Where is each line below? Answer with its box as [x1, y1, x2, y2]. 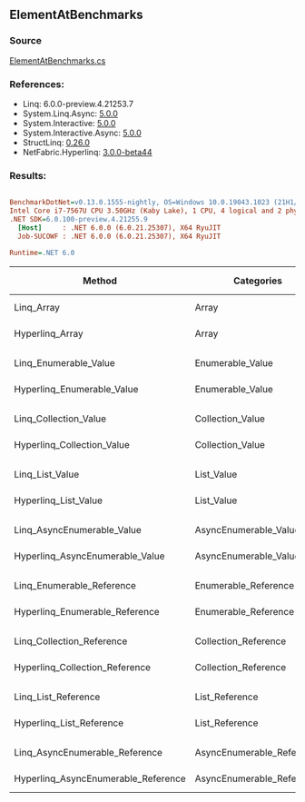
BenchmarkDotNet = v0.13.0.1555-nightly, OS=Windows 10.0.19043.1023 [9, 198, 271, 207]
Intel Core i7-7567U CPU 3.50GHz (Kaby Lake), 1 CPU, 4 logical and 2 [9, 206, 282, 216]
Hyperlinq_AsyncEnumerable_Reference [14, 772, 186, 785]
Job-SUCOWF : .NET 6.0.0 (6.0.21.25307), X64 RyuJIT [17, 232, 221, 241]
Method [83, 274, 118, 287]
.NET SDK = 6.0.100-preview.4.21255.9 [9, 215, 148, 224]
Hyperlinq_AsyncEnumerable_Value [14, 550, 165, 562]
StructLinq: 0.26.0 [22, 136, 91, 148]
